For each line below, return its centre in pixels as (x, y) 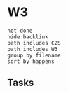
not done (20, 31)
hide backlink (28, 37)
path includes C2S (34, 43)
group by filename (34, 55)
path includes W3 (33, 49)
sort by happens (31, 61)
